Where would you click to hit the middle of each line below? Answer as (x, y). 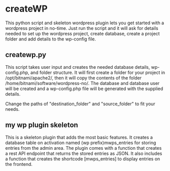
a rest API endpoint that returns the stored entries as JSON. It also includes (84, 153)
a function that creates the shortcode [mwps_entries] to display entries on (83, 159)
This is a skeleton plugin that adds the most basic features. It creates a (79, 137)
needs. (12, 109)
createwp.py (26, 55)
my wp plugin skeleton (42, 125)
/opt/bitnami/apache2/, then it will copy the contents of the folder (74, 78)
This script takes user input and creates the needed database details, (78, 67)
